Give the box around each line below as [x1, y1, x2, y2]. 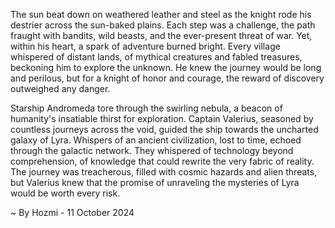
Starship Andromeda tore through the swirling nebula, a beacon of [10, 102, 283, 114]
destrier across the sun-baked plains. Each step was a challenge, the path [10, 19, 316, 31]
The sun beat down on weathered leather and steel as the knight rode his [10, 9, 312, 20]
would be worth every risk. [10, 187, 121, 199]
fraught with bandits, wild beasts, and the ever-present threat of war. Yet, [10, 30, 313, 41]
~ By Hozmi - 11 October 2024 [10, 207, 135, 218]
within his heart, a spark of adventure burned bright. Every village [10, 40, 281, 52]
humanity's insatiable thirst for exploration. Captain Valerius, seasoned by [10, 113, 314, 124]
